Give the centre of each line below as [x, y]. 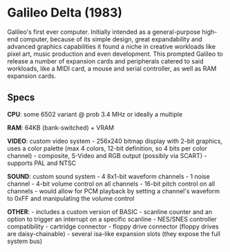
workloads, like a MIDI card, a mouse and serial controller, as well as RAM [112, 68]
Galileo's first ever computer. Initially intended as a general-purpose [104, 32]
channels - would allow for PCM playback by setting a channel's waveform [114, 191]
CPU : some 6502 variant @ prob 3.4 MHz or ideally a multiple [95, 114]
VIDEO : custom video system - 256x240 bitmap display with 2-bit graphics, [115, 141]
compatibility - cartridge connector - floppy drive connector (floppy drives [113, 226]
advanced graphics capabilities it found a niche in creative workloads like [112, 46]
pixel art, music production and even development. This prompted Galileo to [115, 54]
